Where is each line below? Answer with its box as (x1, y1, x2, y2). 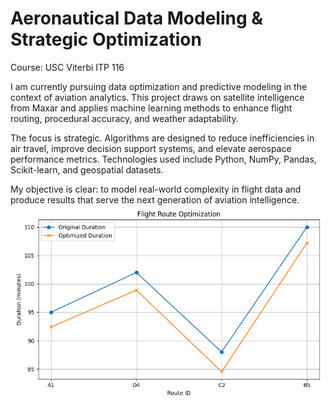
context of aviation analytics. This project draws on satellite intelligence (10, 91, 305, 103)
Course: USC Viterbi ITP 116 (10, 61, 125, 73)
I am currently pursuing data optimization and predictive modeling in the (10, 80, 308, 92)
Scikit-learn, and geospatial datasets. (10, 163, 164, 176)
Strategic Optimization (10, 28, 202, 51)
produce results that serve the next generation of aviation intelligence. (10, 193, 300, 206)
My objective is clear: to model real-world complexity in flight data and (10, 183, 302, 195)
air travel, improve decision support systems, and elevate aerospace (10, 142, 292, 154)
